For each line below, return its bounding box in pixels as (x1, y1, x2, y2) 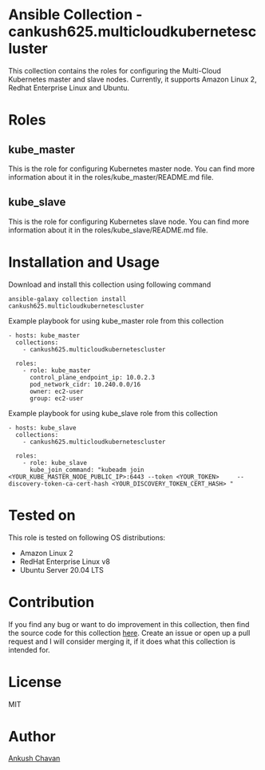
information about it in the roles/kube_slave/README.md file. (8, 225, 209, 235)
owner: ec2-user (29, 387, 84, 395)
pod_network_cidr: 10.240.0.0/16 (29, 380, 141, 388)
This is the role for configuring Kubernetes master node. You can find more (8, 164, 255, 173)
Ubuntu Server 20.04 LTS (19, 565, 104, 574)
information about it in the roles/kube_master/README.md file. (8, 172, 214, 181)
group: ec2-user (29, 394, 84, 403)
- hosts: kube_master (8, 331, 81, 339)
